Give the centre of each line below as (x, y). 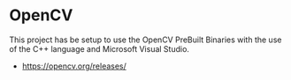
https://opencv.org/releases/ (74, 66)
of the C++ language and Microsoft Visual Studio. (100, 48)
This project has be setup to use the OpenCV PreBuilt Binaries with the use (145, 40)
